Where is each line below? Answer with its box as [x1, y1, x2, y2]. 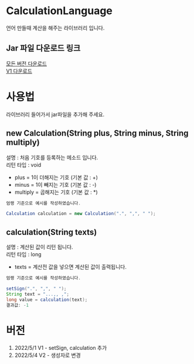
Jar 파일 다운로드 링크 [6, 43, 81, 54]
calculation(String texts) [6, 227, 97, 237]
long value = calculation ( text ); [6, 296, 88, 303]
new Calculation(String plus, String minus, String [6, 128, 189, 138]
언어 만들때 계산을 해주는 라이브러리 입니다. [6, 24, 105, 31]
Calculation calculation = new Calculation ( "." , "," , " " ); [6, 211, 156, 217]
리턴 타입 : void [6, 161, 42, 168]
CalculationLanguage [6, 4, 113, 18]
